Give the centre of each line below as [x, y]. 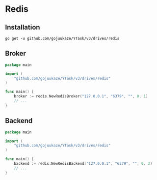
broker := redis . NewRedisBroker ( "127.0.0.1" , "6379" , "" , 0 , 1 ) [81, 96]
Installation [23, 27]
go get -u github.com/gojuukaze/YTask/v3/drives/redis [62, 38]
